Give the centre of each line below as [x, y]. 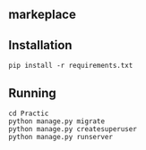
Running [33, 93]
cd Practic [29, 114]
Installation [40, 45]
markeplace [43, 15]
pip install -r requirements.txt [71, 66]
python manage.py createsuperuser [73, 129]
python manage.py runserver [61, 137]
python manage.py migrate [56, 121]
